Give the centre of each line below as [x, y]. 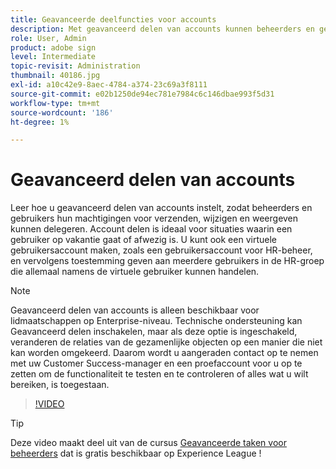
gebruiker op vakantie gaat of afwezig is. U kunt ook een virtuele [143, 240]
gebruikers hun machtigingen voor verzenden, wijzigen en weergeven [154, 218]
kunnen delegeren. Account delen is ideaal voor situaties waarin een [151, 229]
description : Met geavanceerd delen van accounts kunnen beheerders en [162, 29]
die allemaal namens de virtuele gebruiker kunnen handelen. [135, 272]
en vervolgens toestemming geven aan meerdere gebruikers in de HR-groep [167, 261]
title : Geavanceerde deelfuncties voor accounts [113, 19]
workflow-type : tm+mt [55, 103]
